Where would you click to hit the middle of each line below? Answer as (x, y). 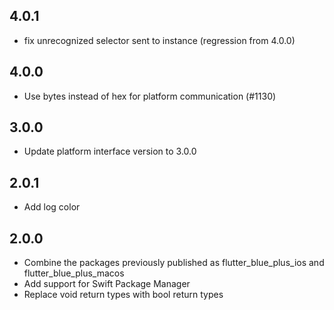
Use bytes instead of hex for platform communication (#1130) (150, 96)
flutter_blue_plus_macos (74, 273)
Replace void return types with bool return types (123, 295)
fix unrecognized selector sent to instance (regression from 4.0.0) (159, 40)
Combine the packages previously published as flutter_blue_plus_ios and (174, 263)
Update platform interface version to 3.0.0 (110, 151)
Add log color (52, 207)
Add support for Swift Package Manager (107, 284)
